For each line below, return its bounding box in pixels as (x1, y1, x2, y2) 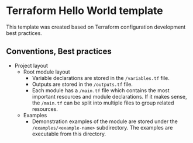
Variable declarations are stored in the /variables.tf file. (32, 74, 170, 81)
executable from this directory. (32, 130, 106, 137)
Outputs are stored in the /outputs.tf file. (32, 81, 133, 88)
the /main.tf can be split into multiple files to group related (32, 99, 174, 106)
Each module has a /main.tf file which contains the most (32, 86, 170, 94)
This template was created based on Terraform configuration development (6, 23, 186, 30)
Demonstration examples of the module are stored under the (32, 118, 178, 125)
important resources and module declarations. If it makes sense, (32, 93, 187, 100)
